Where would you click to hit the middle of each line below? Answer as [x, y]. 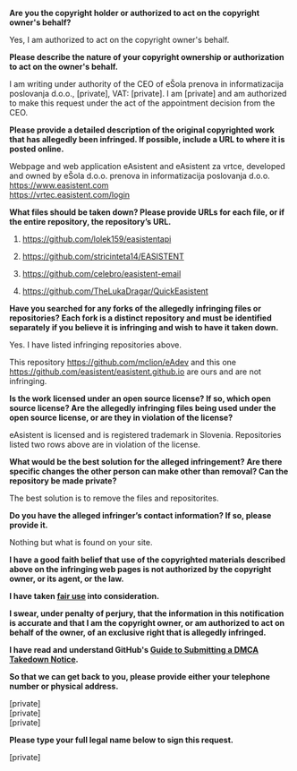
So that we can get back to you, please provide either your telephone [140, 677]
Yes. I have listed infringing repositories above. [95, 345]
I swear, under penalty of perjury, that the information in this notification [147, 613]
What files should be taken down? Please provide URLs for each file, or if [147, 212]
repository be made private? [63, 481]
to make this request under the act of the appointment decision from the [142, 103]
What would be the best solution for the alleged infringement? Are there [146, 462]
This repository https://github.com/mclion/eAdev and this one [123, 362]
